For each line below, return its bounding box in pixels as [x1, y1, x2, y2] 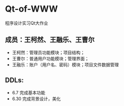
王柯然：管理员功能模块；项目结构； [12, 50, 85, 55]
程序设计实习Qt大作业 [5, 20, 49, 26]
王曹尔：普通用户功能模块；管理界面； [12, 55, 89, 61]
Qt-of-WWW [5, 3, 58, 15]
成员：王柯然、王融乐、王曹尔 [5, 35, 95, 44]
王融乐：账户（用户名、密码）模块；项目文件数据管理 [12, 62, 119, 68]
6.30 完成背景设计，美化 [12, 96, 61, 102]
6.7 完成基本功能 [12, 89, 45, 95]
